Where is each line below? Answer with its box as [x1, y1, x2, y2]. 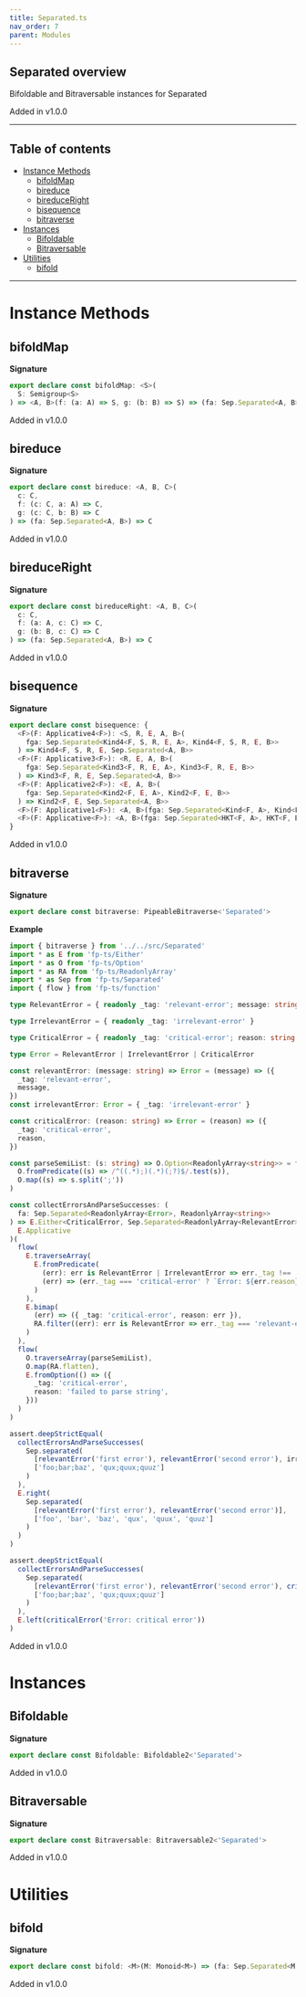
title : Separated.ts [9, 13, 88, 23]
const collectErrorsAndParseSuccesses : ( [9, 1201, 169, 1210]
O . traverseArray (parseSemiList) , [25, 1353, 153, 1362]
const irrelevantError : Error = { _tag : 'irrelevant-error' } [9, 1100, 250, 1109]
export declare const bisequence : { [9, 720, 148, 730]
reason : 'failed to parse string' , [33, 1387, 169, 1397]
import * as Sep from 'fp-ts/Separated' [9, 975, 166, 984]
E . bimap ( [25, 1302, 59, 1311]
